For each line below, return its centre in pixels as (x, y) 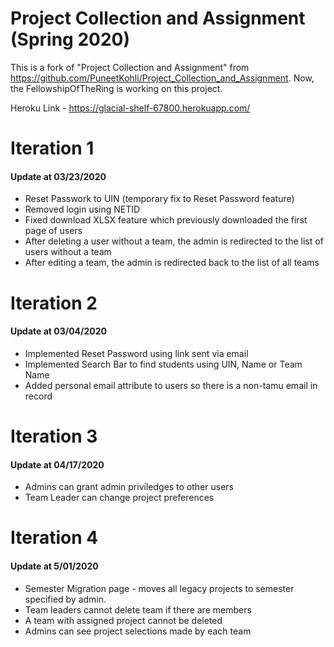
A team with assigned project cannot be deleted (123, 620)
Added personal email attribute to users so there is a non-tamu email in (171, 385)
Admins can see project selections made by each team (138, 631)
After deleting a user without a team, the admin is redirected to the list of (174, 241)
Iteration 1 (52, 148)
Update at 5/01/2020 (54, 566)
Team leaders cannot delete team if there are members (138, 609)
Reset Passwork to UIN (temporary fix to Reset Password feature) (159, 199)
